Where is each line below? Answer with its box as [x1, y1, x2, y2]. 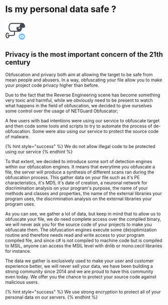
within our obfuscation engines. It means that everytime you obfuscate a [5, 164, 155, 170]
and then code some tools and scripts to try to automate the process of [5, 123, 152, 129]
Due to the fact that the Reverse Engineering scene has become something [5, 92, 160, 98]
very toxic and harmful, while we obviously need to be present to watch [5, 97, 153, 103]
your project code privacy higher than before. [5, 82, 99, 88]
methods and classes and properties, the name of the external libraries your [5, 190, 162, 196]
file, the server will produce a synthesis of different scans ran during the [5, 169, 154, 175]
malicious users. [5, 279, 39, 285]
